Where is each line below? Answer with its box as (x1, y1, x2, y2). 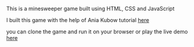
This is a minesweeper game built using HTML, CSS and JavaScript (6, 5, 175, 12)
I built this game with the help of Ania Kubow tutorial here (6, 17, 150, 23)
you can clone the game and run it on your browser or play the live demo (6, 28, 188, 35)
